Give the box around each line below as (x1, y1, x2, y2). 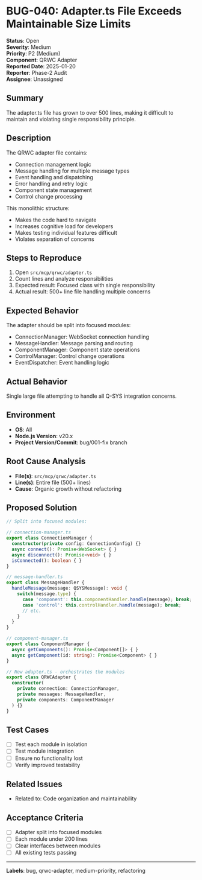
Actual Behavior (6, 376, 68, 387)
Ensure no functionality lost (14, 754, 83, 762)
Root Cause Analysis (6, 456, 86, 467)
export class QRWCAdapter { (6, 674, 77, 680)
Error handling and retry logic (14, 180, 88, 187)
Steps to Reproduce (6, 252, 82, 263)
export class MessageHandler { (6, 579, 85, 586)
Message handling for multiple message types (14, 167, 130, 174)
